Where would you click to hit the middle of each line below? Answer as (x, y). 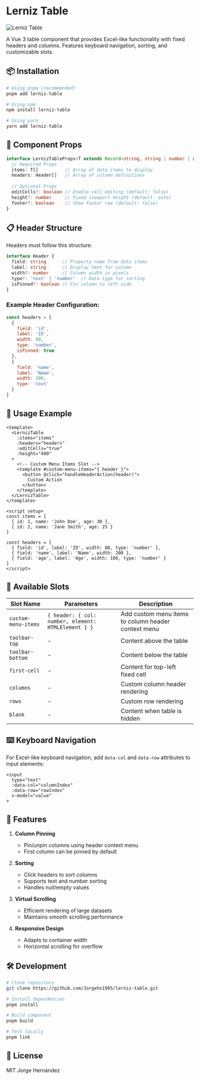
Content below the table (154, 655)
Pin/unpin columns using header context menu (81, 845)
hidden (130, 718)
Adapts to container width (55, 940)
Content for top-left (148, 667)
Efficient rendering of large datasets (68, 911)
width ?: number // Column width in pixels (70, 273)
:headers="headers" (41, 443)
